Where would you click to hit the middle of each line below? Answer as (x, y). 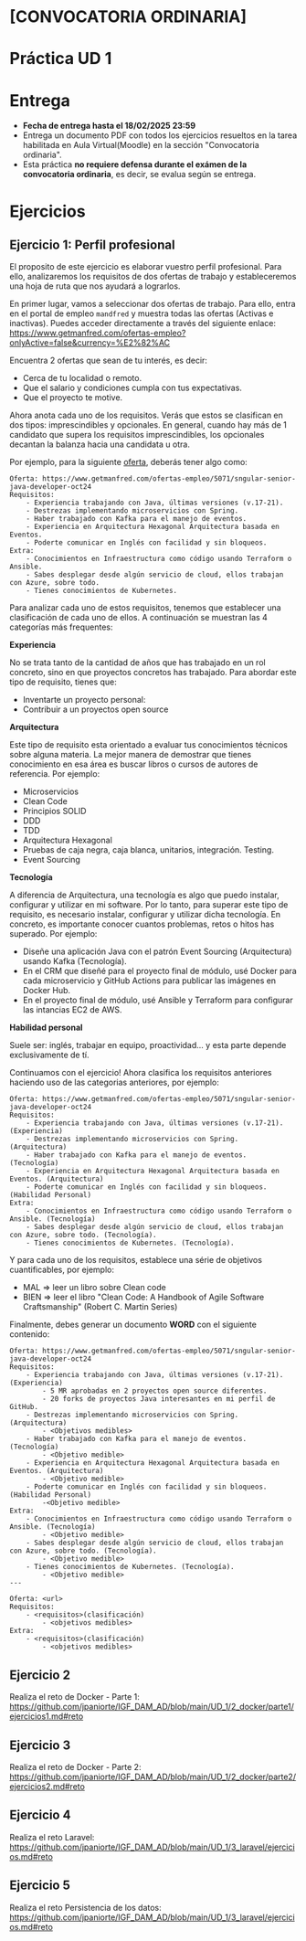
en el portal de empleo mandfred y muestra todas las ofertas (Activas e (142, 313)
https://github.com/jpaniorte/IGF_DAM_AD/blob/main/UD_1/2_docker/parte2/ (153, 1777)
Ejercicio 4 (40, 1815)
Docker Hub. (47, 991)
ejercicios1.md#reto (47, 1716)
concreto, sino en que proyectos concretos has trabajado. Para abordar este (153, 673)
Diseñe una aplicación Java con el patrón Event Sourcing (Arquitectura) (157, 951)
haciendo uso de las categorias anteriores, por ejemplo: (114, 1082)
